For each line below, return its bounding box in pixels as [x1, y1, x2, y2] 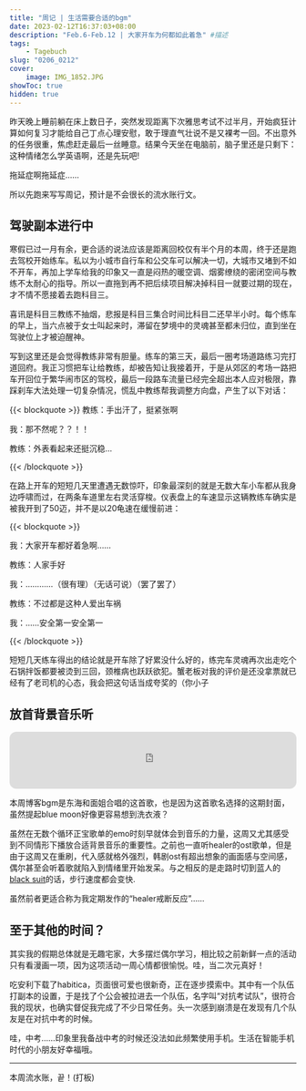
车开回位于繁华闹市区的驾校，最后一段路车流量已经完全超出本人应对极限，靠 [9, 374, 297, 385]
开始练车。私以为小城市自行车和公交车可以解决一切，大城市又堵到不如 [33, 255, 297, 266]
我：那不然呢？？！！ [9, 424, 89, 435]
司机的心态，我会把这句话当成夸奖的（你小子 [40, 677, 209, 688]
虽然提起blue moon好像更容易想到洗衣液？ [9, 808, 169, 820]
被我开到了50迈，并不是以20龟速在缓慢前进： [9, 503, 181, 514]
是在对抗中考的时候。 [16, 1013, 97, 1024]
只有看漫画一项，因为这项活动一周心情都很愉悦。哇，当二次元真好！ [9, 959, 265, 971]
